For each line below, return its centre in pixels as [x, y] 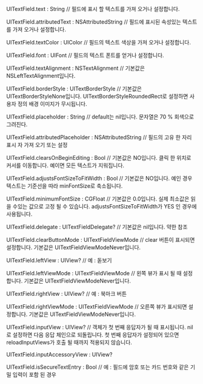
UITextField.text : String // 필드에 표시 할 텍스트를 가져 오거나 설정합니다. [93, 9]
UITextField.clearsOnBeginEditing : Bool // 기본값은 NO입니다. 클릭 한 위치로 [99, 158]
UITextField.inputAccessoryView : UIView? [59, 355]
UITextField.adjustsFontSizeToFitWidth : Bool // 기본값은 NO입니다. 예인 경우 [99, 178]
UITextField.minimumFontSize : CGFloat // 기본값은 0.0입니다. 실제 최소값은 [98, 199]
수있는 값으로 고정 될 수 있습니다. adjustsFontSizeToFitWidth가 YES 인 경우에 [105, 206]
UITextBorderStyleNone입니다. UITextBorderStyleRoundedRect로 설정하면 [97, 96]
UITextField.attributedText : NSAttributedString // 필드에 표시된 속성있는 [94, 22]
